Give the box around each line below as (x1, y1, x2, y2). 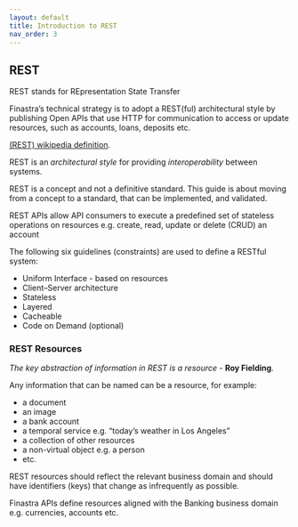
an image (21, 407, 57, 418)
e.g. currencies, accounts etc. (9, 507, 119, 518)
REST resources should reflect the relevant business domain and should (9, 471, 274, 482)
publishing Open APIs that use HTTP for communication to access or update (9, 113, 289, 124)
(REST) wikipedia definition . (9, 140, 111, 150)
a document (21, 397, 67, 408)
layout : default (9, 12, 69, 22)
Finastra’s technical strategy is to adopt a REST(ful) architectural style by (9, 103, 276, 114)
